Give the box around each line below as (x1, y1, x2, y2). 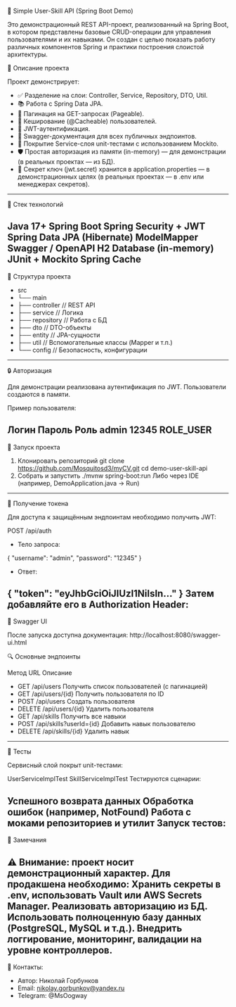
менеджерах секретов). (17, 180, 90, 188)
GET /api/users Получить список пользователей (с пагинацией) (17, 683, 209, 691)
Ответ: (17, 567, 37, 576)
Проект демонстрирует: (7, 77, 79, 86)
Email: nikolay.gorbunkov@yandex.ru (17, 984, 125, 992)
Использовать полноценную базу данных (7, 911, 202, 923)
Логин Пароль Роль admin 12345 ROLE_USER (7, 424, 212, 436)
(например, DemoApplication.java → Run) (17, 479, 140, 487)
